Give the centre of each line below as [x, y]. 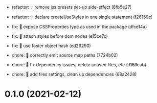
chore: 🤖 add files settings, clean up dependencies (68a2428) [74, 74]
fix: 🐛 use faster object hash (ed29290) [51, 46]
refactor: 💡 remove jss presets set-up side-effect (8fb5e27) [71, 7]
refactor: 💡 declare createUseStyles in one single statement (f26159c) [82, 17]
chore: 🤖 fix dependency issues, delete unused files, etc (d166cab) [79, 65]
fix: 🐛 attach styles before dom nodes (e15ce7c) [60, 36]
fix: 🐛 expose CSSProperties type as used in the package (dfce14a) [79, 27]
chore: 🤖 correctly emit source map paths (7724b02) [65, 55]
